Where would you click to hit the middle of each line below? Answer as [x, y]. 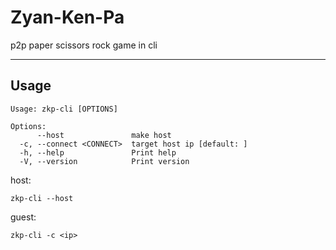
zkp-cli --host [42, 198]
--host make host [104, 135]
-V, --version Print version [104, 161]
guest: [23, 217]
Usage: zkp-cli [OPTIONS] [64, 109]
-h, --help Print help [98, 152]
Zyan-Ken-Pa [67, 17]
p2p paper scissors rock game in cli [84, 45]
